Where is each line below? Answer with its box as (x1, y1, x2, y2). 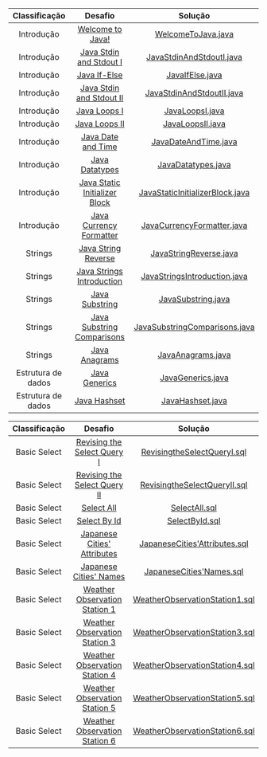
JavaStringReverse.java (150, 248, 238, 258)
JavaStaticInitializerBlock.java (138, 187, 250, 198)
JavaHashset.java (161, 395, 228, 406)
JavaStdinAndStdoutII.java (145, 88, 244, 98)
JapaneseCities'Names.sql (144, 566, 244, 577)
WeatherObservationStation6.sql (132, 725, 255, 736)
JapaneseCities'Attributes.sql (138, 538, 249, 549)
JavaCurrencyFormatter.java (141, 220, 248, 230)
